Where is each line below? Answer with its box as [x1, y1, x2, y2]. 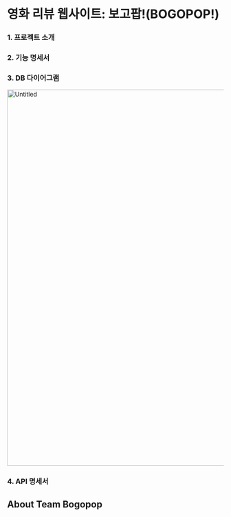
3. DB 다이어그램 [7, 73, 60, 83]
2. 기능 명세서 [7, 53, 50, 63]
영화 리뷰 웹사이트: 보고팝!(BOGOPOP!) [7, 6, 220, 22]
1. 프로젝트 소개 [7, 32, 55, 42]
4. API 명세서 [7, 477, 49, 487]
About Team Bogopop [7, 498, 103, 510]
